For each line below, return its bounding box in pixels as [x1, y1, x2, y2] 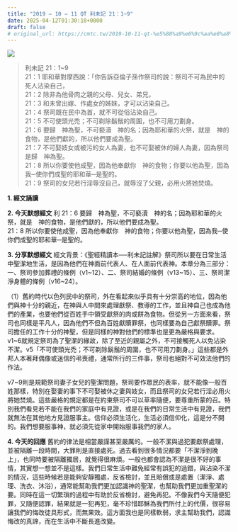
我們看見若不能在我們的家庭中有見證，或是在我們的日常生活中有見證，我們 [13, 404, 231, 413]
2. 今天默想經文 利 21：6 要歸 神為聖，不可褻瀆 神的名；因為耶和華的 [7, 209, 217, 217]
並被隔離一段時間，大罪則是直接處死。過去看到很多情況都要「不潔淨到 [7, 446, 212, 455]
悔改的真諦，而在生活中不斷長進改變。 [7, 517, 119, 526]
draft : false [7, 23, 46, 30]
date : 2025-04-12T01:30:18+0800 [7, 17, 103, 24]
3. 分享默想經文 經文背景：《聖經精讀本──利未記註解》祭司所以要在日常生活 [7, 251, 227, 259]
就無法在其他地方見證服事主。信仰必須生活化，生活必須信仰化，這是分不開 [7, 414, 225, 422]
